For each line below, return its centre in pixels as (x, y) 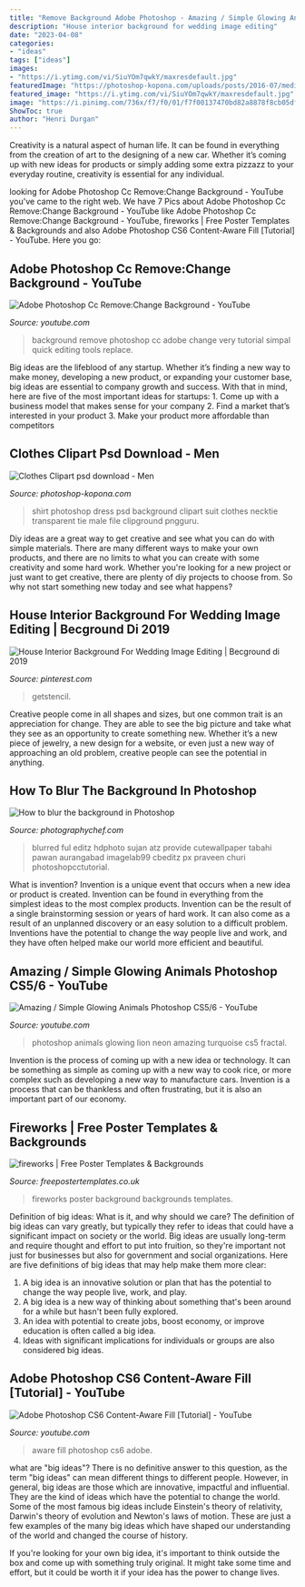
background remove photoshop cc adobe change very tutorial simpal (161, 340)
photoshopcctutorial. (71, 867)
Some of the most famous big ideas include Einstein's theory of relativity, (146, 1506)
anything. (27, 762)
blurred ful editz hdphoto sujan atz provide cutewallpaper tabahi (152, 848)
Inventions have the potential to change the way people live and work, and (148, 933)
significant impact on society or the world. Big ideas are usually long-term (148, 1236)
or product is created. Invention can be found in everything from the (137, 894)
